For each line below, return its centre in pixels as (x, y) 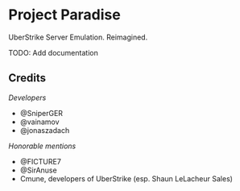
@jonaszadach (45, 130)
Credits (27, 78)
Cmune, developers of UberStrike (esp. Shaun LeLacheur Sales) (126, 178)
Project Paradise (64, 15)
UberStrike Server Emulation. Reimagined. (78, 37)
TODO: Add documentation (53, 52)
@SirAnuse (39, 170)
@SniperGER (41, 113)
